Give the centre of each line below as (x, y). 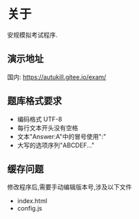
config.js (30, 209)
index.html (32, 201)
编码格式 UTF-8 (39, 119)
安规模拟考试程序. (33, 35)
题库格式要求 (35, 101)
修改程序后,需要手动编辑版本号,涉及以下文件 (70, 187)
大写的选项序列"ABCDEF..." (56, 145)
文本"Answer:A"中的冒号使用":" (62, 136)
